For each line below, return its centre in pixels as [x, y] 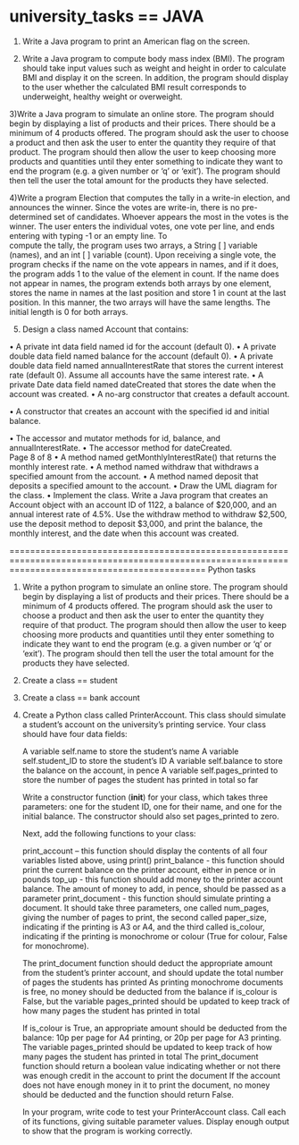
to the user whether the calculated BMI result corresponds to [134, 87]
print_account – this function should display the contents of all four [145, 851]
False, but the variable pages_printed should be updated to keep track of [156, 1001]
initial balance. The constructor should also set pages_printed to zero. [150, 816]
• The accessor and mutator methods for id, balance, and [115, 438]
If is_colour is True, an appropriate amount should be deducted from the [154, 1028]
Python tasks [232, 569]
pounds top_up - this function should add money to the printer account [153, 879]
